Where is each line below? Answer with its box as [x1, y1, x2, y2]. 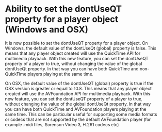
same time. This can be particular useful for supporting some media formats [5, 111, 158, 117]
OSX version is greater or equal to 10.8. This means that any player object [5, 85, 152, 91]
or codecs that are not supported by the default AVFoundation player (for [5, 116, 151, 122]
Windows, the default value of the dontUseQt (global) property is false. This [5, 45, 157, 51]
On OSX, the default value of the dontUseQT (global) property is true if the [5, 80, 154, 86]
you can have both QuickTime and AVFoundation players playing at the [5, 106, 146, 112]
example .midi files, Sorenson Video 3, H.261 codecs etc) [5, 121, 119, 127]
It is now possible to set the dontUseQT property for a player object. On [5, 40, 148, 46]
